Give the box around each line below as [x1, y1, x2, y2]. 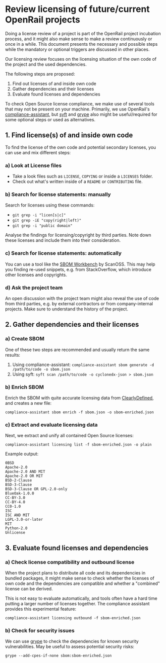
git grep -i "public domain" [12, 223, 73, 228]
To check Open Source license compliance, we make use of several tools [5, 100, 155, 106]
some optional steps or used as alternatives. [5, 116, 96, 122]
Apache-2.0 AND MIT [5, 469, 46, 474]
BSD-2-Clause [5, 478, 32, 483]
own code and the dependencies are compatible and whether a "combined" [5, 580, 160, 586]
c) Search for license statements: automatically [5, 250, 122, 257]
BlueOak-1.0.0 [5, 491, 35, 496]
